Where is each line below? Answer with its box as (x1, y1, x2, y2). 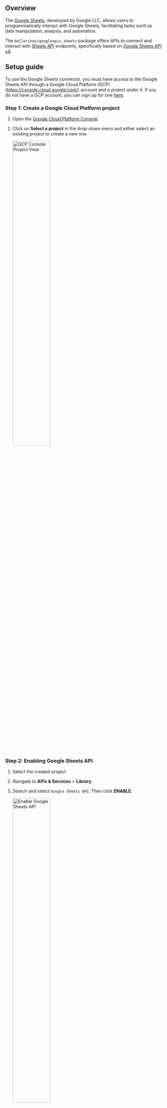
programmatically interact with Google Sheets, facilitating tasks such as (5, 23, 153, 29)
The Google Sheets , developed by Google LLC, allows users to (5, 17, 134, 23)
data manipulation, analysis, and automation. (5, 28, 97, 34)
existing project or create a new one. (12, 131, 88, 137)
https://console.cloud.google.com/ (6, 87, 78, 93)
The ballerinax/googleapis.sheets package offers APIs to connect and (5, 38, 152, 44)
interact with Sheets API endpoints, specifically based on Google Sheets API (5, 43, 162, 49)
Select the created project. (12, 769, 67, 775)
